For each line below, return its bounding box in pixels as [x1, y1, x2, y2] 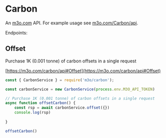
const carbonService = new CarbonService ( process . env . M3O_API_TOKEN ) [5, 87, 155, 92]
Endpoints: [5, 29, 28, 36]
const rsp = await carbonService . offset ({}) [14, 105, 110, 111]
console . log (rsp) [14, 110, 51, 115]
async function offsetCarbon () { [5, 100, 76, 106]
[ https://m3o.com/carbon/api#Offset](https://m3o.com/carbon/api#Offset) [5, 67, 161, 74]
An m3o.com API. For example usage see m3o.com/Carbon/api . [5, 20, 138, 26]
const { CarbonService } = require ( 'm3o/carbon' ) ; [5, 77, 114, 83]
